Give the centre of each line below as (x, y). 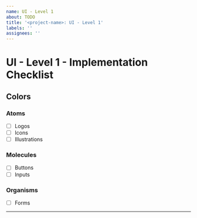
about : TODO (21, 17)
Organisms (22, 190)
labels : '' (19, 28)
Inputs (22, 175)
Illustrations (28, 139)
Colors (18, 97)
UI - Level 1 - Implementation (77, 63)
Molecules (21, 155)
